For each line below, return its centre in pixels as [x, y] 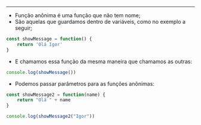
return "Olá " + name [44, 100]
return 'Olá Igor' [40, 44]
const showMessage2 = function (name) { [56, 95]
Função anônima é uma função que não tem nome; [77, 15]
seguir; [24, 28]
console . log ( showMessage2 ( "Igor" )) [51, 117]
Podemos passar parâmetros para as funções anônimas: [84, 83]
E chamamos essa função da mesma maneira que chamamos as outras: [103, 61]
